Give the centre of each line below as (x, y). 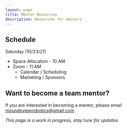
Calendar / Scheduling (43, 72)
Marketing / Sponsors (43, 77)
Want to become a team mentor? (57, 93)
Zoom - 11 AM (27, 67)
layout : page (19, 10)
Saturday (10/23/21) (26, 52)
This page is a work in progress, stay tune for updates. (62, 120)
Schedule (21, 39)
